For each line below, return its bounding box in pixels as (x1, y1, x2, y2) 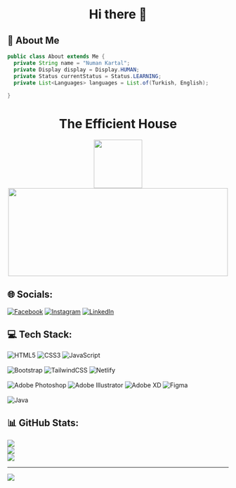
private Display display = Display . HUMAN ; (13, 66, 140, 73)
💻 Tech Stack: (7, 329, 72, 341)
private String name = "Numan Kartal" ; (13, 59, 131, 66)
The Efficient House (58, 116, 178, 132)
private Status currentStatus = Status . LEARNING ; (13, 73, 162, 80)
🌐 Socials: (7, 289, 53, 301)
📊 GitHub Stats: (7, 417, 79, 429)
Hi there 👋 (88, 6, 147, 23)
